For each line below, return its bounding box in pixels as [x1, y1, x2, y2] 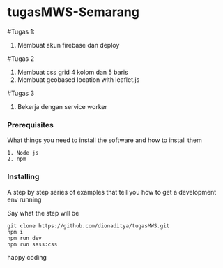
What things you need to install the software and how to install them [7, 136, 202, 144]
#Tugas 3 [7, 89, 35, 97]
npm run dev [7, 234, 42, 241]
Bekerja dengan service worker [17, 102, 108, 111]
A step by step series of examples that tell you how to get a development [7, 188, 217, 196]
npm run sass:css [7, 241, 58, 248]
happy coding [7, 253, 47, 261]
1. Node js [7, 150, 39, 157]
